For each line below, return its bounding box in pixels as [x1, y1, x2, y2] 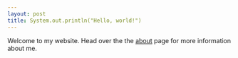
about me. [7, 44, 38, 52]
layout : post [7, 10, 46, 18]
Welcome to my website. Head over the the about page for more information [7, 36, 232, 45]
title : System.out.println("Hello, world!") [7, 17, 142, 24]
